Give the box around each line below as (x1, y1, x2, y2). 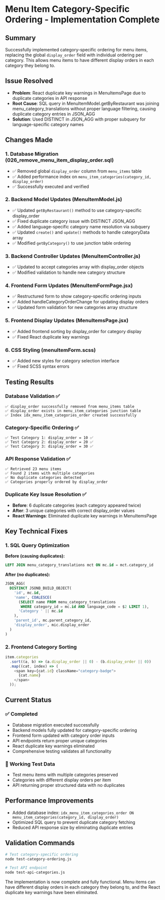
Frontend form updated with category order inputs (12, 732, 115, 738)
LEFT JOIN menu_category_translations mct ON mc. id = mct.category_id (5, 562, 154, 568)
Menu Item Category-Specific (5, 3, 130, 15)
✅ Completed (5, 711, 38, 718)
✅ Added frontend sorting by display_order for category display (12, 328, 142, 334)
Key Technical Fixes (5, 527, 68, 535)
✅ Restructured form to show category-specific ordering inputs (12, 293, 142, 300)
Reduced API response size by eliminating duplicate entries (12, 824, 133, 830)
